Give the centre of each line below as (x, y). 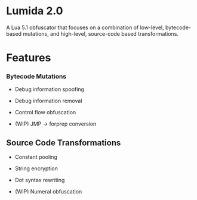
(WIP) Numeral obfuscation (48, 192)
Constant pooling (36, 157)
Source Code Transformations (64, 143)
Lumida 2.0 (35, 11)
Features (29, 58)
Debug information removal (48, 101)
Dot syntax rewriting (40, 180)
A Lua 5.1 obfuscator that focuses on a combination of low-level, (85, 27)
